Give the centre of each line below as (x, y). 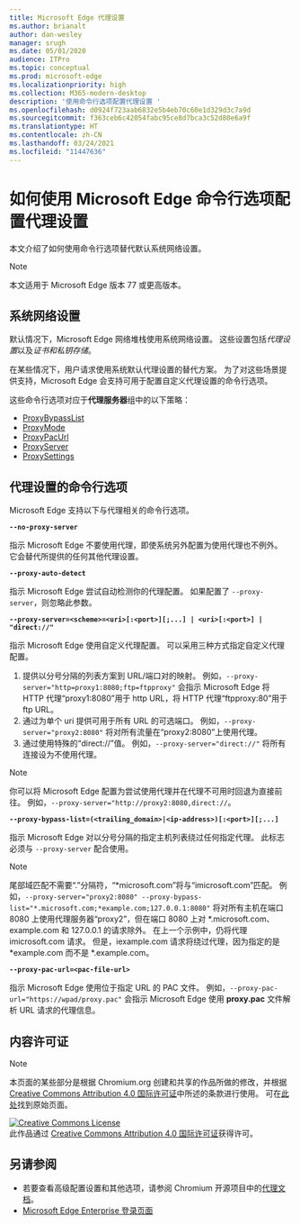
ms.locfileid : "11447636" (57, 151)
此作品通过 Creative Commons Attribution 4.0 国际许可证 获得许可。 (133, 1133)
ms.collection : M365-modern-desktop (78, 93)
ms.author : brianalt (48, 26)
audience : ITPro (40, 59)
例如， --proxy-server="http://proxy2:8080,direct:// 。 (131, 803)
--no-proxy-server (44, 528)
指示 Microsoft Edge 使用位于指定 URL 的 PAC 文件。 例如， (120, 988)
